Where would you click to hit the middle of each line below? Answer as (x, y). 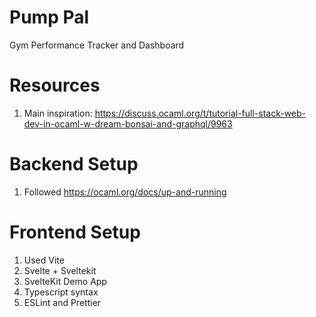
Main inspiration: (58, 113)
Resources (55, 85)
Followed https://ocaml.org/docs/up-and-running (125, 192)
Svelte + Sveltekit (60, 270)
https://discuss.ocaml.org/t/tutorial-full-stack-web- (200, 113)
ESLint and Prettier (62, 302)
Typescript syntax (61, 292)
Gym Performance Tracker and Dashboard (97, 45)
